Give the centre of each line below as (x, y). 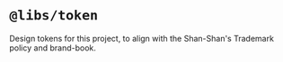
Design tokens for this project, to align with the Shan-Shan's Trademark (141, 38)
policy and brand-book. (53, 48)
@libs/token (54, 15)
